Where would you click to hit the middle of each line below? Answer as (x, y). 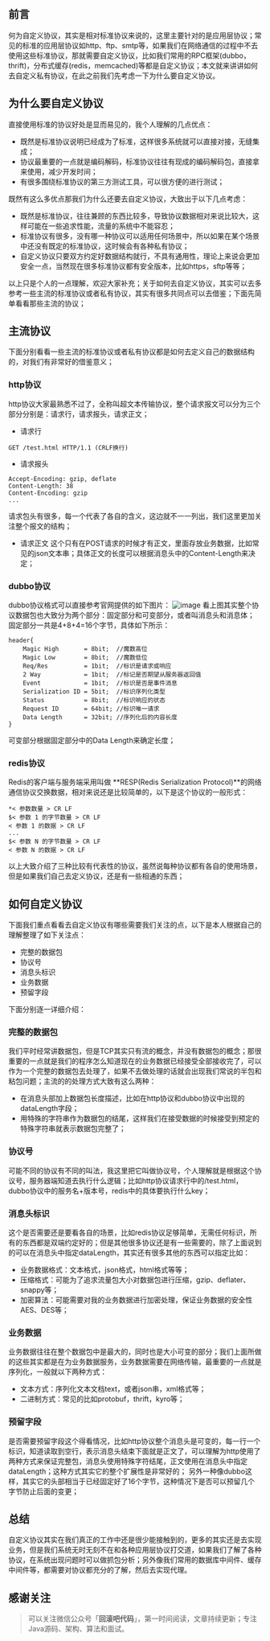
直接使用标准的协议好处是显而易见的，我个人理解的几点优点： (110, 124)
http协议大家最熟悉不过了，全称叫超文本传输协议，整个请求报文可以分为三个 (135, 404)
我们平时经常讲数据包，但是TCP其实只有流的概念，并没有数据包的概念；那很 (135, 1051)
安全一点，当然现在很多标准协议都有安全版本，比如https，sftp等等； (133, 266)
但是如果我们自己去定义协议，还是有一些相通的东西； (96, 876)
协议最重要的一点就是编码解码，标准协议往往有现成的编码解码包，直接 (136, 161)
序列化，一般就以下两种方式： (57, 1372)
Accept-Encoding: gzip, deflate (62, 479)
